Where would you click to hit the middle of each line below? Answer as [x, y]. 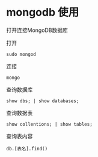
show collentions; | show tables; [50, 124]
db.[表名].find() [27, 149]
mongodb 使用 [43, 12]
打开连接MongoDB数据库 [37, 30]
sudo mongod [21, 54]
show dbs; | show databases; [43, 101]
